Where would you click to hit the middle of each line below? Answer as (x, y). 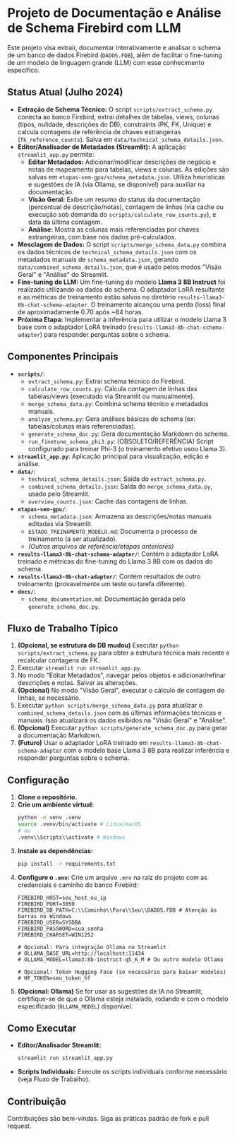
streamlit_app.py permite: (56, 154)
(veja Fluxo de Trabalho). (54, 1079)
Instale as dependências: (55, 851)
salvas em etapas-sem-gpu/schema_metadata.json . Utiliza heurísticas (127, 177)
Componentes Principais (63, 357)
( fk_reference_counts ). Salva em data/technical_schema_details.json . (120, 139)
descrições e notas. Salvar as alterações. (77, 683)
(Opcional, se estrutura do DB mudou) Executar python (98, 645)
